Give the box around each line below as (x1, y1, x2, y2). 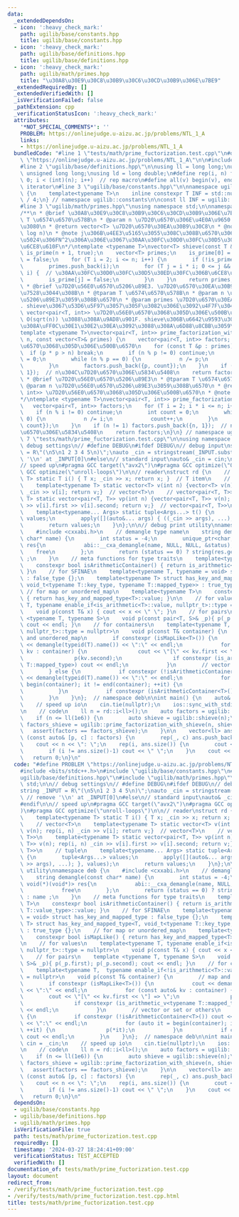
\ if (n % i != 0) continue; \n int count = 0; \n (20, 409, 199, 416)
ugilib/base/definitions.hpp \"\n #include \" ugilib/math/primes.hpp (20, 774, 224, 781)
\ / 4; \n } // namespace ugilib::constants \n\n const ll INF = (20, 196, 205, 204)
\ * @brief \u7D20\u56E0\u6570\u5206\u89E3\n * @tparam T (20, 376, 196, 383)
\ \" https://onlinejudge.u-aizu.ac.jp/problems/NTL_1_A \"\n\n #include (20, 156, 234, 164)
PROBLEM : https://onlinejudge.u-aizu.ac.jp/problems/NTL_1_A (20, 130, 205, 137)
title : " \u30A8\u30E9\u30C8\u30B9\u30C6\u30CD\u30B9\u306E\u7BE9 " (20, 76, 221, 84)
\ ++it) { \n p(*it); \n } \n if (20, 1026, 228, 1033)
